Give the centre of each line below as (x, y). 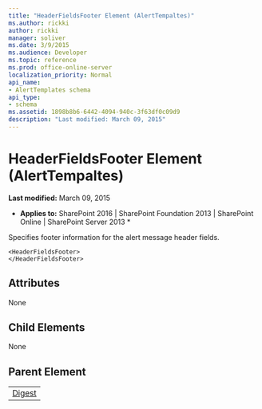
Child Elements (47, 328)
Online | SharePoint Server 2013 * (75, 222)
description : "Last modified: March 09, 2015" (87, 120)
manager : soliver (37, 38)
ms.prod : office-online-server (60, 68)
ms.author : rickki (39, 23)
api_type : (25, 97)
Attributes (34, 283)
